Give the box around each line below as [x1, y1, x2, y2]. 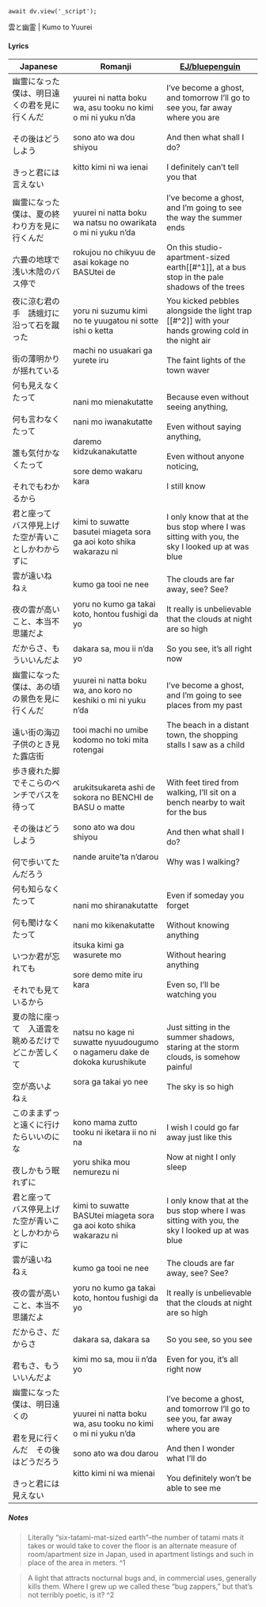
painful [165, 1062, 192, 1073]
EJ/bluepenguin [179, 61, 241, 72]
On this [165, 242, 193, 253]
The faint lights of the [165, 355, 246, 366]
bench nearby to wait [165, 797, 245, 808]
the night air [165, 335, 211, 346]
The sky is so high [165, 1081, 234, 1092]
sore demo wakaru [72, 466, 142, 477]
